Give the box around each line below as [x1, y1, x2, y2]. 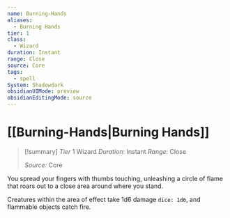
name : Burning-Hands [7, 10, 68, 17]
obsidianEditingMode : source [7, 95, 92, 102]
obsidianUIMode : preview [7, 88, 79, 95]
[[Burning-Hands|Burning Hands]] [7, 125, 210, 140]
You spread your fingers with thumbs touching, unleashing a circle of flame [7, 174, 223, 182]
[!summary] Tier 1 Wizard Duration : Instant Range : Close [24, 147, 187, 155]
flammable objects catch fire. [7, 203, 91, 211]
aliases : [7, 17, 33, 24]
